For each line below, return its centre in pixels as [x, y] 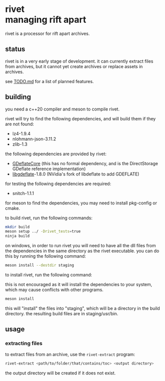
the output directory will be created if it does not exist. [60, 373]
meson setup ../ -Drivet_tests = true [43, 232]
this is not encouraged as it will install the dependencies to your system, [79, 285]
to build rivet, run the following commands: [49, 218]
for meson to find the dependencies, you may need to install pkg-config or [81, 203]
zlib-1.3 [20, 144]
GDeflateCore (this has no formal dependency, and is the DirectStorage [85, 163]
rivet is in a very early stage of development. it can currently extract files [79, 61]
